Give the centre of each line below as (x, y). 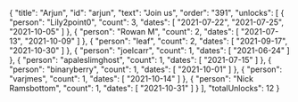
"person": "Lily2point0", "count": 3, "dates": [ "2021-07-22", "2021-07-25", (146, 22)
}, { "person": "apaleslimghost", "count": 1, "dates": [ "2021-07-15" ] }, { (141, 60)
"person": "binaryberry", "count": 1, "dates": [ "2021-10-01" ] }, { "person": (146, 69)
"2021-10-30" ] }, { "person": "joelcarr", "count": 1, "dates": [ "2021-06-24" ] (149, 51)
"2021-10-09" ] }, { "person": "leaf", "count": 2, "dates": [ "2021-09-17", (156, 41)
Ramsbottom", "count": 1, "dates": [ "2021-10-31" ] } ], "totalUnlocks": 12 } (145, 88)
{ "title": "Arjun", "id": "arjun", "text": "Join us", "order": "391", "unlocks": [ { (147, 13)
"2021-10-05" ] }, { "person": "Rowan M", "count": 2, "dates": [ (124, 31)
